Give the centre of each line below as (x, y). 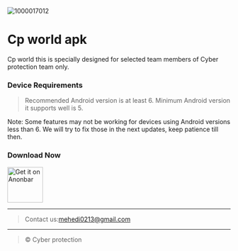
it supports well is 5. (54, 108)
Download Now (34, 155)
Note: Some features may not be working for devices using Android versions (119, 122)
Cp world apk (47, 40)
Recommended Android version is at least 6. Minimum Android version (127, 101)
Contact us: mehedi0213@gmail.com (78, 219)
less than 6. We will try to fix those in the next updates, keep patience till (113, 129)
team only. (54, 67)
